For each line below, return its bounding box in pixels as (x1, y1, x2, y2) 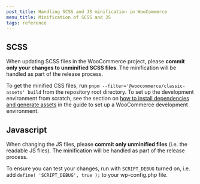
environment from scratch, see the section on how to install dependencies (6, 95, 190, 102)
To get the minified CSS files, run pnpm (6, 82, 100, 90)
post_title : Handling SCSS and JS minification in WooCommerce (6, 8, 168, 15)
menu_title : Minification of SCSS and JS (6, 14, 111, 20)
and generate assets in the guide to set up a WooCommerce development (6, 101, 189, 108)
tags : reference (6, 20, 47, 26)
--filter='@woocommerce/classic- (102, 83, 186, 90)
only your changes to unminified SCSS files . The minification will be (6, 64, 177, 72)
